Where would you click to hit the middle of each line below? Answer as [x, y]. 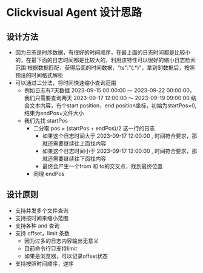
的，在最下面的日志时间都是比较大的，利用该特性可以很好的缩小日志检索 [105, 60]
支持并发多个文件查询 [42, 211]
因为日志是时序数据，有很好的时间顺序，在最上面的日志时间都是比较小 [103, 52]
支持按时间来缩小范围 [42, 218]
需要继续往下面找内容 [80, 159]
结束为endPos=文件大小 [54, 113]
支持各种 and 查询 [37, 226]
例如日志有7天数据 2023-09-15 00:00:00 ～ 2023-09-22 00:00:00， [109, 90]
